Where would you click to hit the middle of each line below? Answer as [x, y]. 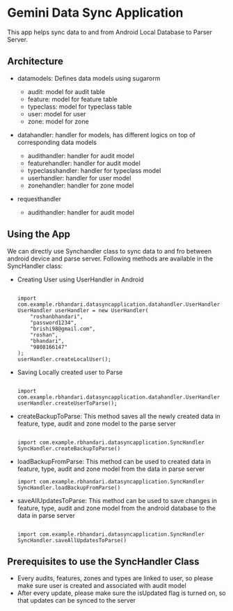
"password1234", [54, 323]
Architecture [35, 62]
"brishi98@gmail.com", [63, 329]
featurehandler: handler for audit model [84, 163]
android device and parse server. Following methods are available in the [110, 258]
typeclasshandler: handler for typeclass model [94, 170]
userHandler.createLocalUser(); [64, 359]
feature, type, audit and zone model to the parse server [96, 424]
